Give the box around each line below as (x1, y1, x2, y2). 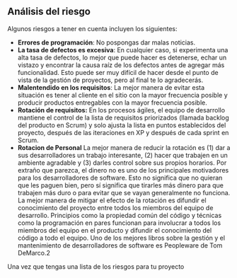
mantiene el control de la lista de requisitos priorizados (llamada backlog (17, 113, 230, 122)
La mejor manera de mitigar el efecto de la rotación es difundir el (17, 196, 207, 204)
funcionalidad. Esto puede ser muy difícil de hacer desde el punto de (17, 68, 219, 76)
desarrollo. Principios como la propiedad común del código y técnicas (17, 211, 222, 219)
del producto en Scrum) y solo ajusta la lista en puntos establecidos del (17, 120, 226, 129)
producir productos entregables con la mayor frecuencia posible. (17, 98, 207, 107)
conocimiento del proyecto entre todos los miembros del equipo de (17, 203, 214, 212)
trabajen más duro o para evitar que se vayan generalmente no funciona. (17, 188, 231, 197)
